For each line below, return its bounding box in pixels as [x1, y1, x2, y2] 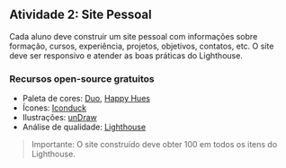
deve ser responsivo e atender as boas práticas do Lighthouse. [9, 49, 243, 61]
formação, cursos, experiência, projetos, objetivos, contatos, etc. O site [9, 40, 274, 51]
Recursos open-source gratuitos [9, 72, 155, 84]
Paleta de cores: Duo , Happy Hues [22, 93, 151, 104]
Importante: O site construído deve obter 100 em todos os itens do [31, 139, 278, 150]
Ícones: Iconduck [22, 102, 87, 113]
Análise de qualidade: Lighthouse [22, 121, 147, 133]
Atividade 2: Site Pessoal [9, 7, 152, 22]
